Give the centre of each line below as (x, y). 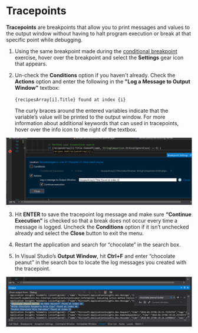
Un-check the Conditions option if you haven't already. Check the (95, 75)
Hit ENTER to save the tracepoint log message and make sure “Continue (103, 214)
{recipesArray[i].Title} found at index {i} (70, 99)
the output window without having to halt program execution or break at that (99, 33)
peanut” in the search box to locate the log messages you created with (100, 262)
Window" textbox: (37, 87)
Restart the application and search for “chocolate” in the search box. (98, 245)
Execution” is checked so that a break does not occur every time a (96, 221)
